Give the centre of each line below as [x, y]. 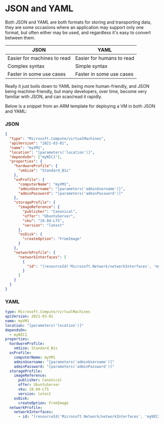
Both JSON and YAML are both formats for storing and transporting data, [78, 22]
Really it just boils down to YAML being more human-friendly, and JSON [77, 86]
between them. [20, 38]
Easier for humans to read [104, 58]
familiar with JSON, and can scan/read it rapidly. [54, 97]
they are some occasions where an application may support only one [74, 27]
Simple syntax [91, 66]
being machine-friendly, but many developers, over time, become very [76, 91]
